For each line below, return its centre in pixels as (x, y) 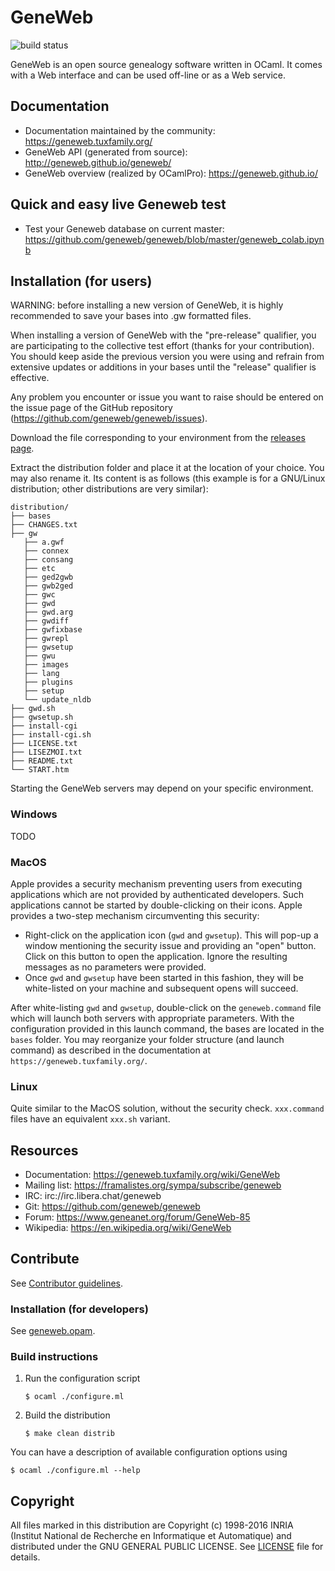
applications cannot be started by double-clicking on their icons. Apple (156, 905)
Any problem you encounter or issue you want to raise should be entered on (167, 397)
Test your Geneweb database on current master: (124, 228)
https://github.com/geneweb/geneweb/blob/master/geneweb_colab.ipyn (174, 239)
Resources (44, 1150)
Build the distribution (67, 1415)
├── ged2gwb (48, 577)
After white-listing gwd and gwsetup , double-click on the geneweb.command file (166, 1007)
